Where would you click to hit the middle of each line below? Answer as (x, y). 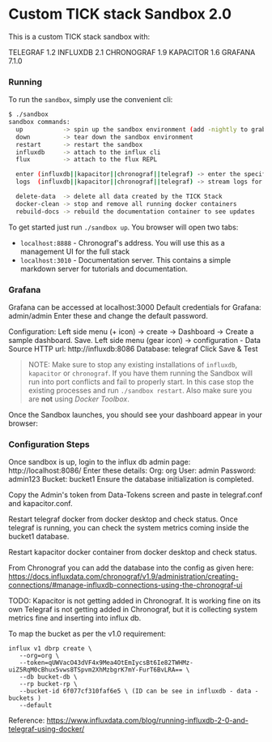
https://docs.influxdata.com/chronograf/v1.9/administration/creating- (123, 577)
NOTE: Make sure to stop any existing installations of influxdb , (133, 365)
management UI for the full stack (75, 251)
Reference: (27, 721)
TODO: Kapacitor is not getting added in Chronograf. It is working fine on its (135, 601)
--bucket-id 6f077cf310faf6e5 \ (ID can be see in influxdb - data (135, 691)
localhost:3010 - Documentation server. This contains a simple (125, 259)
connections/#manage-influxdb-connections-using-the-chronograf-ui (125, 585)
